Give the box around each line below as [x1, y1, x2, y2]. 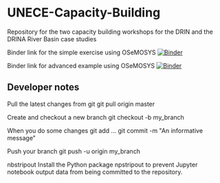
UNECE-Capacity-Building [7, 5, 161, 21]
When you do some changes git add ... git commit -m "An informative [7, 126, 203, 135]
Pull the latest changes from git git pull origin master [7, 100, 155, 108]
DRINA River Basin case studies [7, 34, 97, 43]
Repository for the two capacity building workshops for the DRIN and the [7, 28, 213, 36]
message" [7, 133, 36, 142]
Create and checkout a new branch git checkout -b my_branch [7, 113, 184, 121]
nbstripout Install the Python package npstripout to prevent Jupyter [7, 160, 198, 169]
